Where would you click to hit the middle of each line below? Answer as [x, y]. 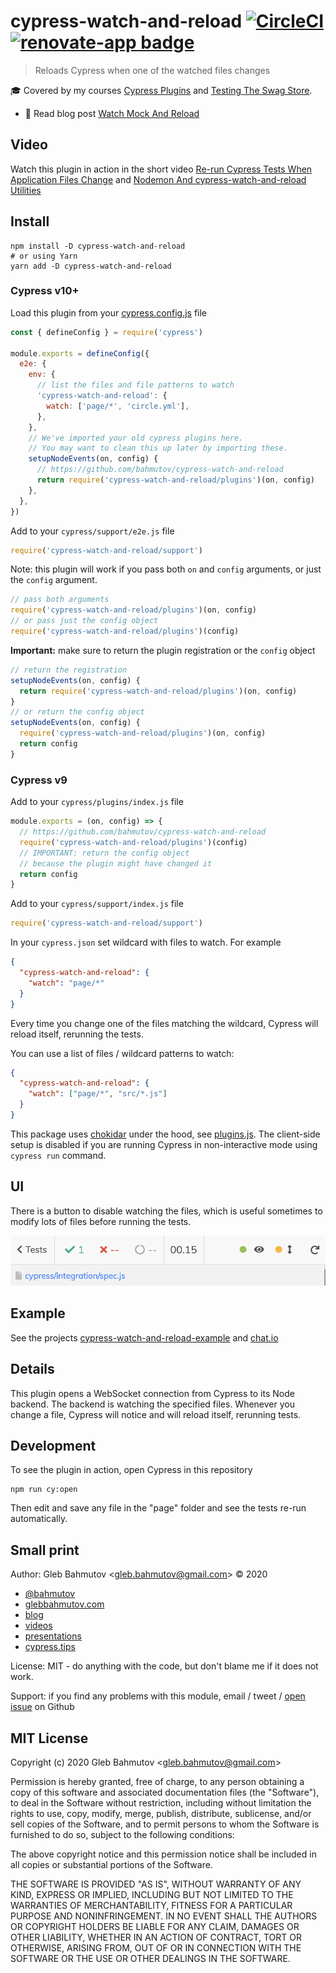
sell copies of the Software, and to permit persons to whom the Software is [165, 1824]
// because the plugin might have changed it [116, 863]
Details [32, 1369]
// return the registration [69, 670]
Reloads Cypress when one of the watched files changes [152, 70]
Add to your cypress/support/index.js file [97, 904]
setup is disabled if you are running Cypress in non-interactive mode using [164, 1144]
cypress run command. [58, 1155]
